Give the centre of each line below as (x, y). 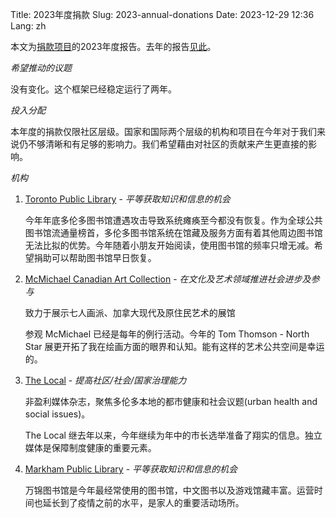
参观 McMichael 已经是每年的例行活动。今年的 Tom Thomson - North (167, 334)
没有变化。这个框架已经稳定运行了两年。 (93, 89)
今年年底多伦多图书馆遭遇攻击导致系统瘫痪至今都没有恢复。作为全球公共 (173, 220)
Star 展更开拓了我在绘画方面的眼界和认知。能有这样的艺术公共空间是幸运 (174, 346)
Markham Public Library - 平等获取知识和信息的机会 (131, 469)
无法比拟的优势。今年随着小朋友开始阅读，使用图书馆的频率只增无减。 (169, 245)
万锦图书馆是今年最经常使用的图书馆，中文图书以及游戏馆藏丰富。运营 (169, 490)
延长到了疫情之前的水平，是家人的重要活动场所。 (143, 502)
